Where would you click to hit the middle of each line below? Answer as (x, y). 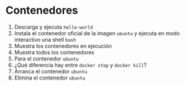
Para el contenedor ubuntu (46, 59)
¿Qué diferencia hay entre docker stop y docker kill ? (80, 65)
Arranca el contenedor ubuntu (51, 71)
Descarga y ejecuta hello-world (53, 27)
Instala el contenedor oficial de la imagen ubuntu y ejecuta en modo (97, 33)
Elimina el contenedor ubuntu (50, 78)
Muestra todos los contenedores (54, 52)
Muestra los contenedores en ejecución (63, 46)
